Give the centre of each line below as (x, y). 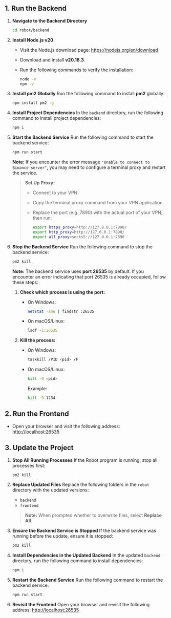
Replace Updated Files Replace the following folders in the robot (81, 485)
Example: (37, 389)
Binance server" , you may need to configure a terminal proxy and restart (89, 167)
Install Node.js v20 (33, 40)
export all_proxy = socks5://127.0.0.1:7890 (79, 237)
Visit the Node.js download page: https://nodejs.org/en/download (89, 50)
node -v (28, 79)
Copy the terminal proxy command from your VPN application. (98, 203)
